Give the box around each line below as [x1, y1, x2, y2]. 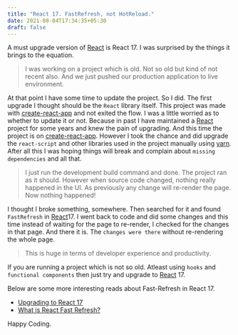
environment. [24, 80, 64, 89]
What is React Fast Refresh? [17, 306, 101, 314]
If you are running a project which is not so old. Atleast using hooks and [7, 263, 216, 271]
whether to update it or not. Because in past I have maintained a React [7, 116, 214, 125]
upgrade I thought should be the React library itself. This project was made [7, 101, 226, 110]
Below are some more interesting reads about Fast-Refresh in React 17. [7, 284, 215, 293]
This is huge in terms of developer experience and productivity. [24, 249, 212, 258]
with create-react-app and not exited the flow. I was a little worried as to [7, 109, 219, 118]
